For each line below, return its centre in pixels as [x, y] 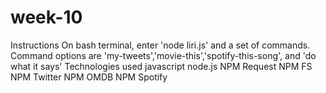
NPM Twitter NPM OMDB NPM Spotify [89, 77]
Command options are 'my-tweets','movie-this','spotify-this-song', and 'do [163, 55]
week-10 [46, 17]
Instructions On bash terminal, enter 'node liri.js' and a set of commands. [160, 45]
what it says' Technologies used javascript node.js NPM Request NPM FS [161, 66]
